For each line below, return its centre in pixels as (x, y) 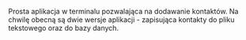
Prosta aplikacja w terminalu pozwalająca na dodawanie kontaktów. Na (123, 11)
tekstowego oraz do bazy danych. (64, 28)
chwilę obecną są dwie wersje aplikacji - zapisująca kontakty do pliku (121, 20)
